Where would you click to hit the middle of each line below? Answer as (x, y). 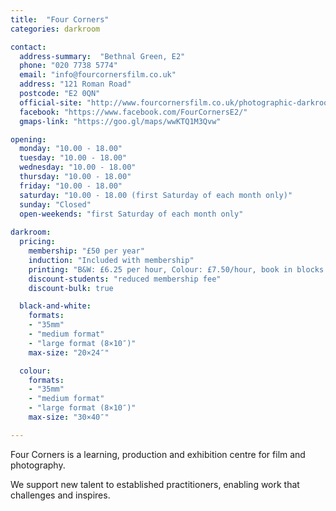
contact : (28, 47)
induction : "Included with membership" (111, 260)
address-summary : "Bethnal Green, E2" (102, 56)
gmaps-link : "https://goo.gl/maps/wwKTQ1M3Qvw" (120, 121)
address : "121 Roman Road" (75, 84)
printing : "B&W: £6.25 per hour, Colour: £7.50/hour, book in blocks (176, 269)
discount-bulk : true (71, 288)
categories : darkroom (55, 29)
